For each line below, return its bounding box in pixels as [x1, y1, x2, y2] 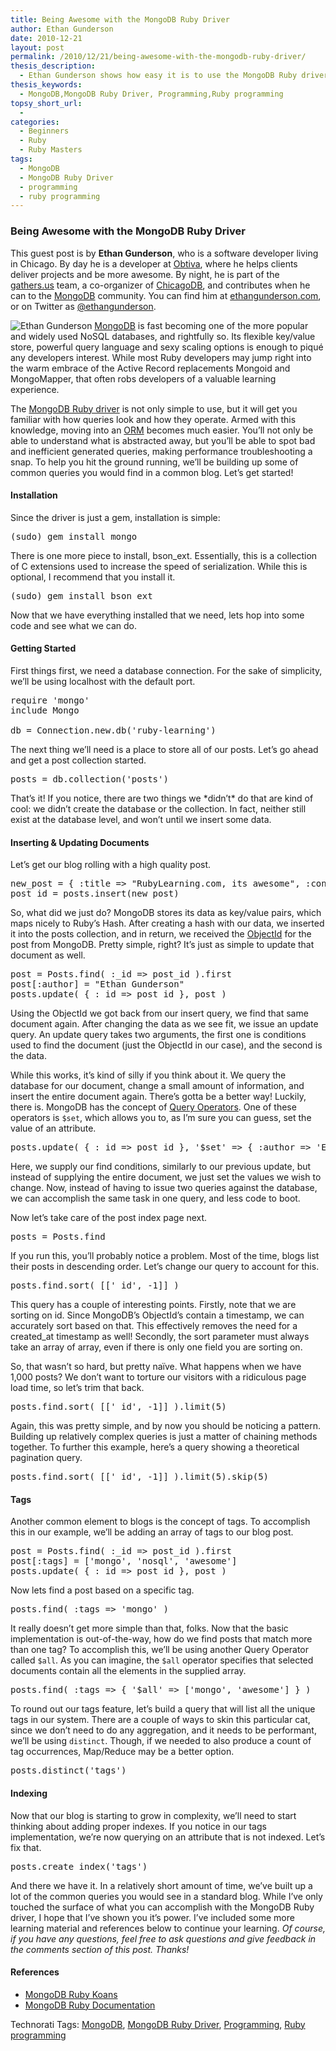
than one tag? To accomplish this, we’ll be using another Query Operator [10, 1644, 310, 1656]
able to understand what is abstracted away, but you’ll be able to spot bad [10, 434, 316, 446]
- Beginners [19, 126, 70, 136]
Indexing [10, 1787, 48, 1799]
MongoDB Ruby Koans [24, 1988, 118, 2000]
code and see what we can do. [10, 619, 137, 631]
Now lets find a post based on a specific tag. [10, 1584, 195, 1596]
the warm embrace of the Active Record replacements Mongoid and [10, 362, 291, 374]
